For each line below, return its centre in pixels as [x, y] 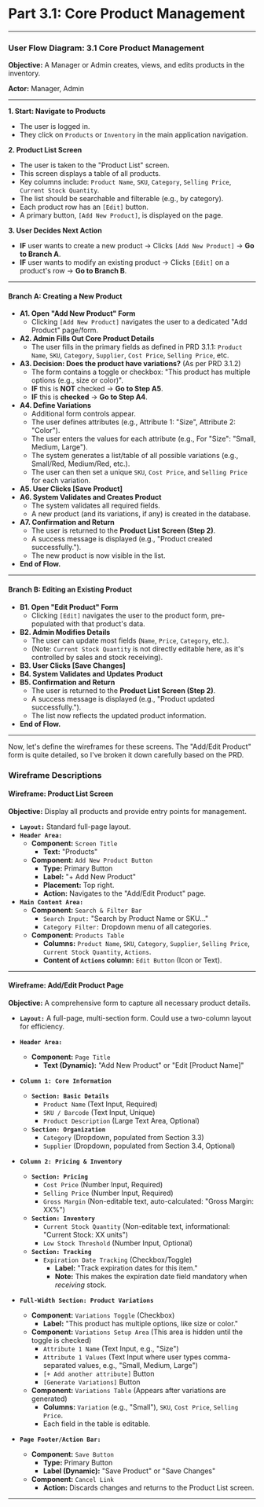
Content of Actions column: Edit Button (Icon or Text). [132, 960]
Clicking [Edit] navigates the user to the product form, [120, 615]
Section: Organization [68, 1129]
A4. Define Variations [55, 405]
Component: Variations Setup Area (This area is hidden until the [137, 1332]
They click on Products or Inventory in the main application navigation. [134, 135]
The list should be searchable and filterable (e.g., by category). [121, 199]
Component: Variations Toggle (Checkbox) [103, 1315]
